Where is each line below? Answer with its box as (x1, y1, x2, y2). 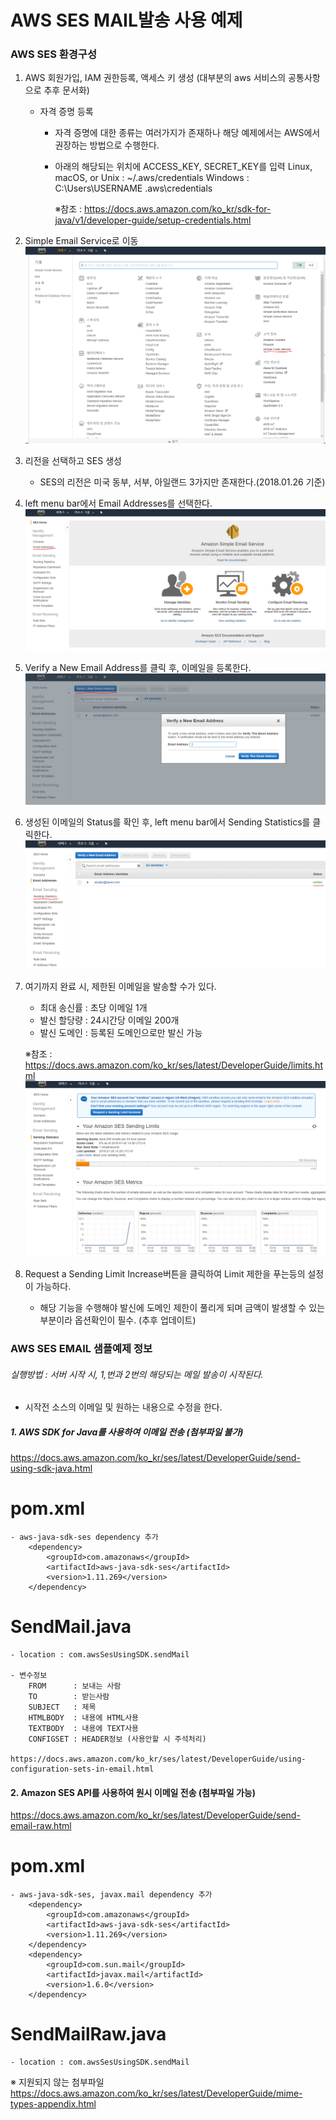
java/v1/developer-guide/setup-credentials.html (54, 214, 252, 226)
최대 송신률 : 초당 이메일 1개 (39, 1001, 148, 1013)
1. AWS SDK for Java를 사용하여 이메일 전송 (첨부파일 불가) (10, 1426, 244, 1438)
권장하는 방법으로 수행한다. (54, 139, 160, 151)
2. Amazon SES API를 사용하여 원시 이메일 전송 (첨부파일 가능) (10, 1786, 256, 1798)
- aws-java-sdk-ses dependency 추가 (10, 1532, 159, 1543)
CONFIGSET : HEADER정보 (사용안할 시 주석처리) (28, 1734, 207, 1744)
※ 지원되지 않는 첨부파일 (10, 2076, 105, 2088)
